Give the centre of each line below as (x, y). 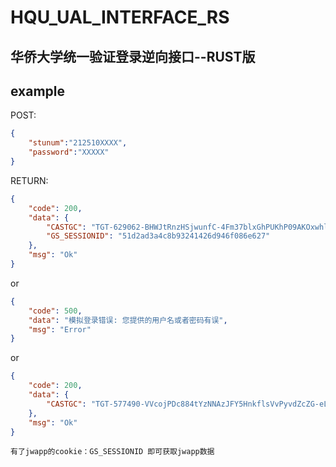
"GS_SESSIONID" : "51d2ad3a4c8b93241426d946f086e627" (158, 236)
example (38, 91)
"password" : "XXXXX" (69, 152)
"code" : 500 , (55, 311)
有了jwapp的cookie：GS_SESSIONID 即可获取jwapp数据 (112, 452)
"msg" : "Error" (60, 329)
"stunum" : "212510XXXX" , (78, 143)
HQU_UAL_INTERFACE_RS (120, 17)
